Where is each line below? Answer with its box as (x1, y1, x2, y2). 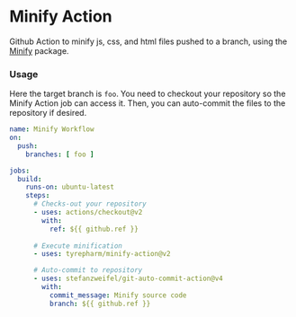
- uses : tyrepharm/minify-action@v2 (32, 250, 171, 259)
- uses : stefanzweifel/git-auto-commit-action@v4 (32, 274, 223, 284)
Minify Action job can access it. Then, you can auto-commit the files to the (9, 98, 286, 109)
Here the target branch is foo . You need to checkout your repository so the (9, 88, 286, 100)
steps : (25, 191, 50, 200)
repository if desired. (9, 108, 87, 119)
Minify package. (9, 45, 69, 56)
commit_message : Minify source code (49, 290, 187, 300)
